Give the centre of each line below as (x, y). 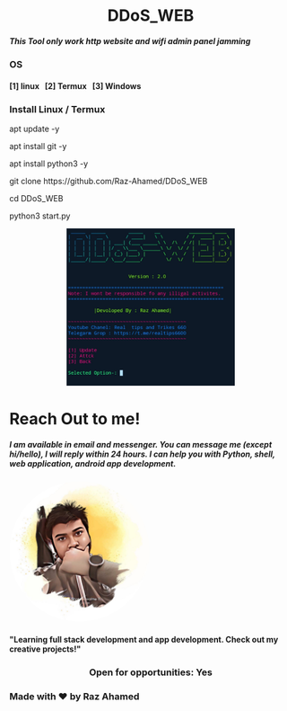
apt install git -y (38, 147)
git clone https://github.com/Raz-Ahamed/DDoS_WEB (109, 182)
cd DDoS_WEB (36, 199)
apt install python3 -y (49, 164)
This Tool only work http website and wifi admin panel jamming (130, 40)
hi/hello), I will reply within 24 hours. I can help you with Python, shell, (142, 454)
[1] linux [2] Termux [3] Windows (75, 85)
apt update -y (35, 129)
